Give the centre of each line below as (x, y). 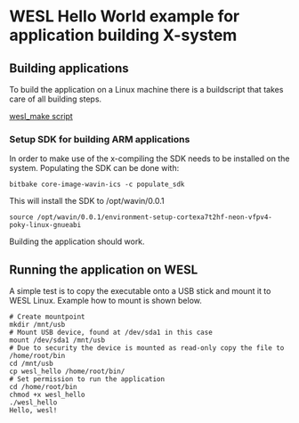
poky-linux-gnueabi (45, 225)
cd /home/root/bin (43, 387)
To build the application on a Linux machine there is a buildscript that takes (146, 89)
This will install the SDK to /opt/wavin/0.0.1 (87, 201)
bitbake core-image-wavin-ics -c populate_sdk (97, 184)
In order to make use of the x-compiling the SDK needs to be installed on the (149, 159)
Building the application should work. (77, 241)
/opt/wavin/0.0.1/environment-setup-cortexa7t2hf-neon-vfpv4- (155, 217)
